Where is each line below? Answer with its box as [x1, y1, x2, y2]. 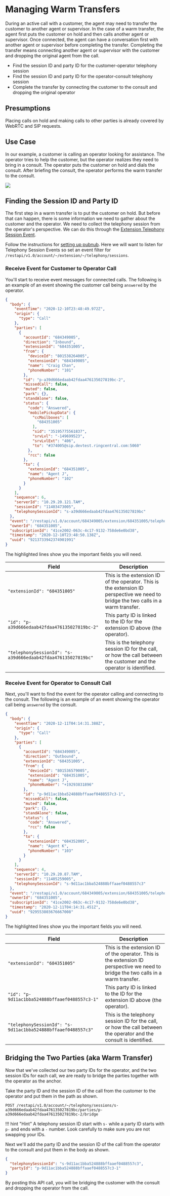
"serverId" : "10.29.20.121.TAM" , [14, 500, 85, 505]
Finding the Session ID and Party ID [5, 197, 118, 205]
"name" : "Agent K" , [27, 843, 69, 848]
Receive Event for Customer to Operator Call [5, 265, 116, 272]
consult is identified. [105, 1036, 153, 1043]
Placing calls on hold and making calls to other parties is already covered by [5, 118, 164, 124]
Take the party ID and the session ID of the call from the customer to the [5, 1088, 156, 1094]
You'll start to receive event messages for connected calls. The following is [5, 276, 162, 282]
